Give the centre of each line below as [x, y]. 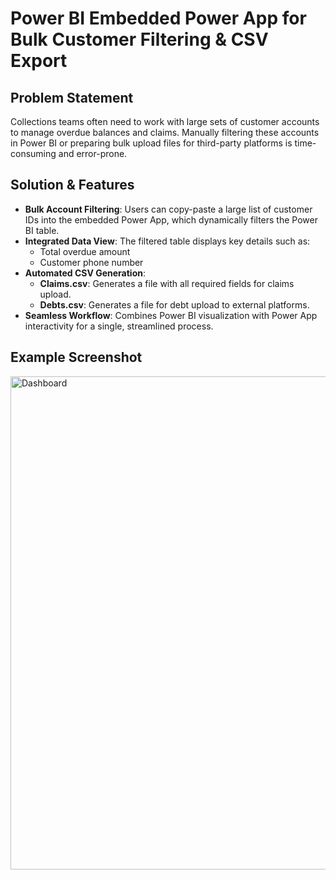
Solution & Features [72, 185]
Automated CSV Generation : [85, 273]
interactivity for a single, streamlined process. [119, 326]
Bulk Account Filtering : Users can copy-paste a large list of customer [168, 209]
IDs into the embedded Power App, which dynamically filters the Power [171, 219]
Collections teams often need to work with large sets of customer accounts [165, 121]
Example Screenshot [76, 357]
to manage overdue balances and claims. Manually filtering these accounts [165, 132]
